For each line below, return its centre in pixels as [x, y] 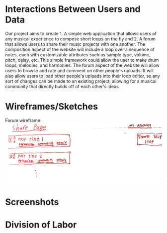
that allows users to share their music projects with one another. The [75, 44]
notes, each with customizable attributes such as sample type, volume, [78, 55]
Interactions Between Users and [73, 9]
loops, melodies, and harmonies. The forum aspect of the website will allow [83, 65]
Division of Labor [41, 225]
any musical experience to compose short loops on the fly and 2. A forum [80, 39]
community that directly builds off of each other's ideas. [63, 86]
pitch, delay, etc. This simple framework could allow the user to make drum [82, 60]
